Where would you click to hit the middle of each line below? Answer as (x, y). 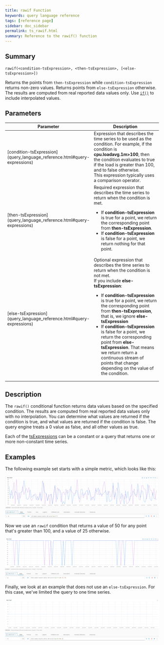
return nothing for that (123, 243)
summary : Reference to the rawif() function (51, 36)
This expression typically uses (124, 175)
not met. (102, 275)
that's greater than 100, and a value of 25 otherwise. (58, 530)
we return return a (119, 352)
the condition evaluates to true (124, 160)
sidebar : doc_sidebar (27, 26)
